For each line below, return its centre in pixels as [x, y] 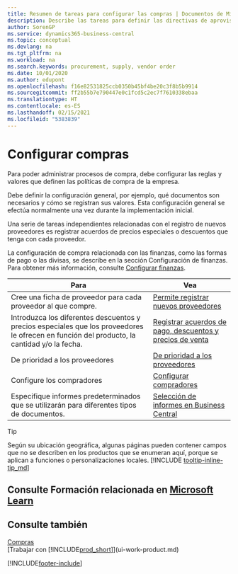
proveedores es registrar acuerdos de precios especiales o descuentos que [118, 231]
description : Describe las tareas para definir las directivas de [107, 21]
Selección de [175, 396]
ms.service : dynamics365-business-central [71, 34]
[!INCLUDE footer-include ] [45, 563]
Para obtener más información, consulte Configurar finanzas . [97, 268]
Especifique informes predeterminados [76, 396]
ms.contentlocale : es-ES [44, 106]
